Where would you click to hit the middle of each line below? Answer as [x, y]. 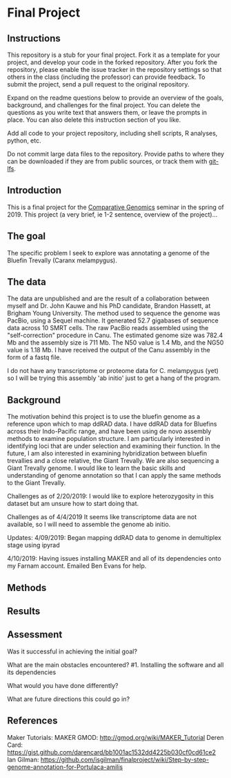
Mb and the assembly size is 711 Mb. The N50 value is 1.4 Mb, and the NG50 [115, 343]
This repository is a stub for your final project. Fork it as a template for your [114, 55]
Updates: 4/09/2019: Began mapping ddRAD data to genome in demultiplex [114, 538]
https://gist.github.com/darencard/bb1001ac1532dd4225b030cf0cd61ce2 [111, 752]
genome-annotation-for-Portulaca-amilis [65, 767]
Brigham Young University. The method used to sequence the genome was [114, 314]
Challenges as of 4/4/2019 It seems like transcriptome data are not [102, 517]
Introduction [34, 191]
